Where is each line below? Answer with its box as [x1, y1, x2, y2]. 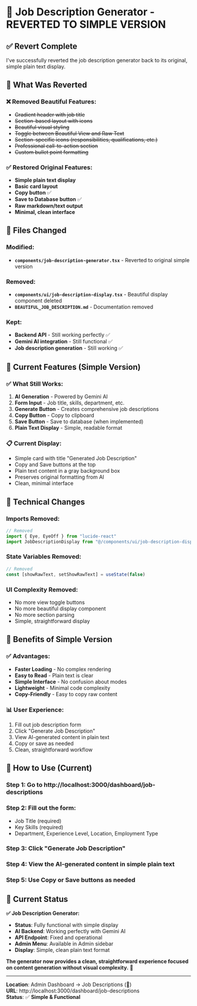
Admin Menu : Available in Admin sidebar [14, 940, 114, 947]
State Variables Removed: [6, 553, 81, 561]
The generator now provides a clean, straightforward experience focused [6, 958, 189, 965]
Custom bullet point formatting [14, 148, 89, 155]
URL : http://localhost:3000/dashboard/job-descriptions [6, 987, 140, 994]
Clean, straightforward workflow [14, 746, 93, 753]
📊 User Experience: [6, 706, 64, 714]
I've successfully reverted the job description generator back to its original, [6, 57, 188, 63]
